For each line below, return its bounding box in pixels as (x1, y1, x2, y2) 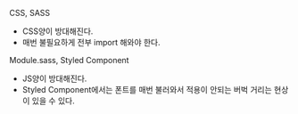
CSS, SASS (9, 8, 51, 18)
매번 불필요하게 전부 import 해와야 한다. (21, 37, 161, 47)
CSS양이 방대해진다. (21, 26, 94, 37)
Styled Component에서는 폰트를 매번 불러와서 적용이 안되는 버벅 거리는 (21, 85, 272, 94)
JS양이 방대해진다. (21, 73, 87, 84)
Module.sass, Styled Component (9, 55, 129, 65)
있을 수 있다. (31, 95, 75, 106)
